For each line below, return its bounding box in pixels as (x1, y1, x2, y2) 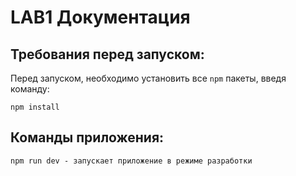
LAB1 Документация (10, 6, 191, 29)
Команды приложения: (10, 129, 165, 146)
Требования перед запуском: (10, 46, 205, 63)
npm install (10, 102, 60, 112)
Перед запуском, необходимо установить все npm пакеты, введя (10, 72, 287, 84)
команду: (10, 83, 50, 95)
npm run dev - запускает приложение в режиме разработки (10, 156, 253, 166)
